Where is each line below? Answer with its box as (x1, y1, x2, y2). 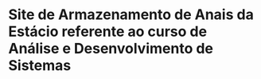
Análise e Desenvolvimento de (8, 40, 213, 57)
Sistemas (8, 57, 72, 75)
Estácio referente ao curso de (8, 22, 208, 41)
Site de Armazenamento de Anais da (8, 6, 255, 24)
